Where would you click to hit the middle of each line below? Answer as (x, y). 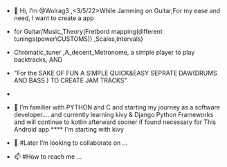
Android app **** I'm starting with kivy (69, 129)
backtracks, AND (38, 60)
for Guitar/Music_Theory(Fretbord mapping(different (88, 32)
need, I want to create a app (54, 18)
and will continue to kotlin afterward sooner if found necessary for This (115, 122)
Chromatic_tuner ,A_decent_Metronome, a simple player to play (104, 52)
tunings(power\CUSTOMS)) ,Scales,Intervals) (78, 39)
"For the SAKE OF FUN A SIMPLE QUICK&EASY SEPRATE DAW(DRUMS (116, 73)
